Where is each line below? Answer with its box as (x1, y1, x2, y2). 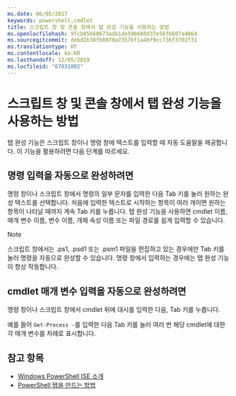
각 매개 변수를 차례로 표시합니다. (7, 330, 97, 338)
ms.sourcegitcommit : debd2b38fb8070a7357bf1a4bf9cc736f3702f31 (7, 37, 198, 44)
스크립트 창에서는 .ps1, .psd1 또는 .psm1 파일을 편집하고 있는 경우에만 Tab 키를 (7, 245, 225, 253)
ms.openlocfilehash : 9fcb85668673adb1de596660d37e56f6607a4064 (7, 30, 198, 37)
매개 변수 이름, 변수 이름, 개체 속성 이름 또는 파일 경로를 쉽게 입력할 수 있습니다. (7, 216, 225, 225)
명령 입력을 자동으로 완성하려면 (7, 169, 134, 181)
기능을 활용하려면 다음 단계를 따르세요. (23, 146, 130, 156)
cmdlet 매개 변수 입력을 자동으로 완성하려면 (7, 285, 187, 297)
